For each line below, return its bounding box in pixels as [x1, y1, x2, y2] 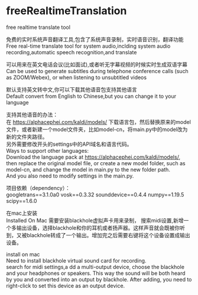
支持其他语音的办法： [6, 111, 58, 118]
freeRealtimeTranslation [6, 4, 127, 18]
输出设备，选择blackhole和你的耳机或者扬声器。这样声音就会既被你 [16, 224, 180, 231]
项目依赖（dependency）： [6, 184, 71, 191]
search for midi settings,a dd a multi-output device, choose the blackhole [6, 263, 185, 270]
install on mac [6, 251, 40, 258]
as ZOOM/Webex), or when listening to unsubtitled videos [6, 74, 147, 81]
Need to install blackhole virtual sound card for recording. [6, 257, 147, 264]
